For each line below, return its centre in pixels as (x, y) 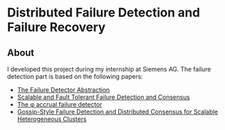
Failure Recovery (56, 27)
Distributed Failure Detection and (104, 13)
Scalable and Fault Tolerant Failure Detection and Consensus (104, 97)
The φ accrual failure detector (60, 104)
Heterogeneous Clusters (52, 119)
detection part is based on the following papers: (75, 76)
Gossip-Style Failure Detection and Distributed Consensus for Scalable (117, 112)
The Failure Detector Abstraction (63, 90)
